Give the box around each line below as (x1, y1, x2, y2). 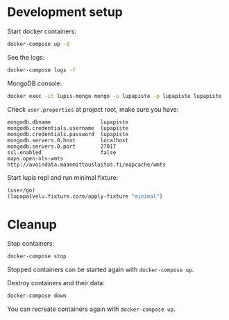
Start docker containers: (7, 27, 76, 35)
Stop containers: (7, 239, 55, 248)
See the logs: (7, 53, 45, 61)
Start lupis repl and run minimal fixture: (7, 173, 119, 181)
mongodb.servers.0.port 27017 (7, 143, 117, 150)
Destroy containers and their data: (7, 279, 105, 287)
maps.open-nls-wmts (7, 155, 64, 162)
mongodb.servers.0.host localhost (7, 137, 129, 144)
